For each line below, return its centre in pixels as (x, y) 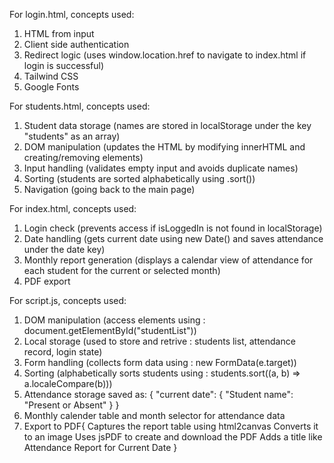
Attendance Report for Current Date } (100, 447)
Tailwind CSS (51, 76)
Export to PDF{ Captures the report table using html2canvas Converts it (171, 426)
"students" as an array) (72, 136)
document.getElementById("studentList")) (110, 330)
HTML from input (59, 33)
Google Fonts (51, 87)
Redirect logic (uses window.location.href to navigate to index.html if (165, 55)
